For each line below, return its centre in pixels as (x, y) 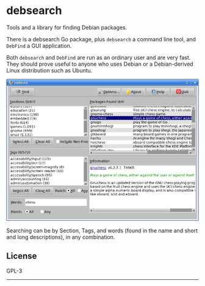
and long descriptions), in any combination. (61, 237)
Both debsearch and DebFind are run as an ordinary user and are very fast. (99, 57)
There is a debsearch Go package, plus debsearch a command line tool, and (101, 39)
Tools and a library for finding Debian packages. (67, 27)
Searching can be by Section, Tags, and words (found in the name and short (102, 230)
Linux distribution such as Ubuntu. (49, 70)
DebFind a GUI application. (39, 46)
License (22, 256)
